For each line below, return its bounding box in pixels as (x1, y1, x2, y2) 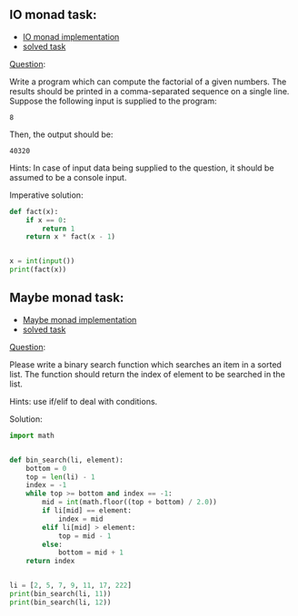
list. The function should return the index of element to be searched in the (9, 368, 286, 379)
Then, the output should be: (9, 129, 114, 140)
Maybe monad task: (9, 290, 124, 306)
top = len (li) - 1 (25, 472, 95, 482)
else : (42, 540, 64, 549)
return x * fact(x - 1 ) (25, 232, 116, 241)
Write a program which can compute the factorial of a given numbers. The (9, 76, 287, 87)
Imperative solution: (9, 190, 84, 200)
